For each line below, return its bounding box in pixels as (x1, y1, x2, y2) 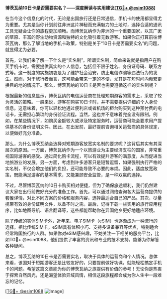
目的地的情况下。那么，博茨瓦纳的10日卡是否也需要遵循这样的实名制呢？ (9, 82, 158, 88)
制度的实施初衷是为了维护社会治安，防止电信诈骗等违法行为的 (26, 70, 153, 75)
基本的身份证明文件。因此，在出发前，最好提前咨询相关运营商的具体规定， (9, 124, 162, 130)
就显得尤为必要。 (5, 47, 40, 52)
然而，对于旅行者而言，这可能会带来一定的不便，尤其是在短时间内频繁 (13, 76, 158, 82)
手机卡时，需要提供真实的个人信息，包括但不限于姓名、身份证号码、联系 (9, 63, 158, 69)
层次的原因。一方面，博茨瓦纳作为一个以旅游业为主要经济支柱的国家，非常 (5, 147, 158, 152)
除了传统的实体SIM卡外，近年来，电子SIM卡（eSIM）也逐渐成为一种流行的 (5, 218, 158, 224)
